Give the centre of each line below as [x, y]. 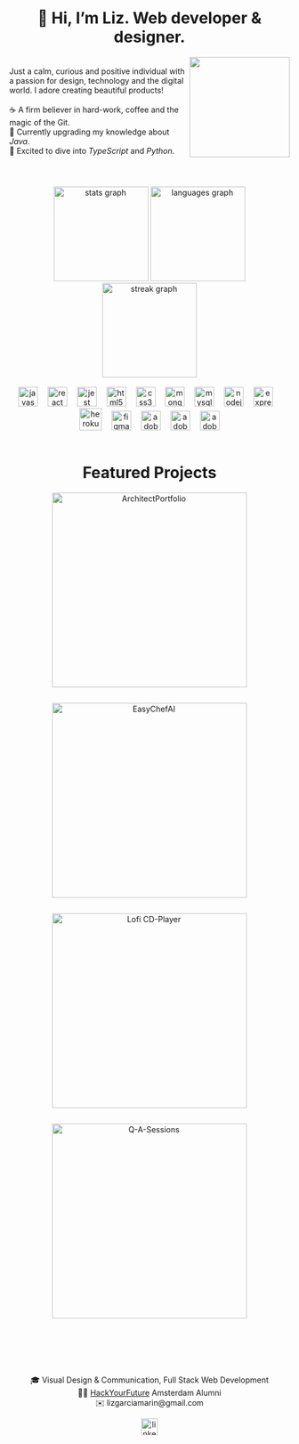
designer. [149, 37]
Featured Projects [149, 473]
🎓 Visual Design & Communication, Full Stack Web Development [149, 1380]
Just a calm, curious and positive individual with [97, 71]
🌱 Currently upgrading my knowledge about [89, 132]
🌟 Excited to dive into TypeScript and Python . [92, 150]
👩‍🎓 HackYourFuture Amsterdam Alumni [149, 1393]
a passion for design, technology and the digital [97, 80]
